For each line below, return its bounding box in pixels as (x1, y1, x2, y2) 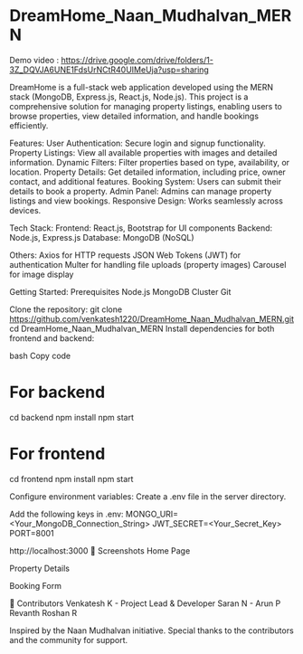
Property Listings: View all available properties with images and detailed (9, 147, 278, 158)
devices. (9, 204, 42, 215)
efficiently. (9, 119, 49, 131)
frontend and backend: (9, 332, 95, 344)
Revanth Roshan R (9, 607, 78, 618)
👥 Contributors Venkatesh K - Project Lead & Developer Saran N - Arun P (9, 598, 281, 609)
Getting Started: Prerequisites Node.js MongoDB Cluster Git (9, 286, 232, 297)
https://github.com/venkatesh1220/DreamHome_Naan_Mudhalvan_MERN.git (9, 313, 295, 324)
